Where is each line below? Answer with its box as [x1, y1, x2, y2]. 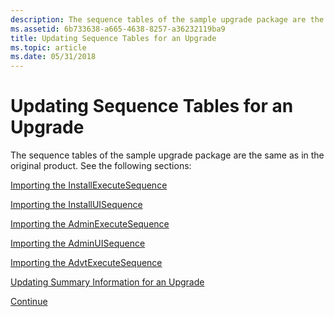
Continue [10, 296, 48, 308]
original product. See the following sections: [10, 160, 192, 172]
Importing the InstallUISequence [10, 199, 143, 211]
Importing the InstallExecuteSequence [10, 179, 168, 191]
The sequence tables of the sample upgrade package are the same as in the [10, 149, 325, 161]
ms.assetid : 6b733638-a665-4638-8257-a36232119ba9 [10, 24, 226, 34]
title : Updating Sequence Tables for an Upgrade [10, 33, 217, 43]
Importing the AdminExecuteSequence [10, 218, 170, 230]
